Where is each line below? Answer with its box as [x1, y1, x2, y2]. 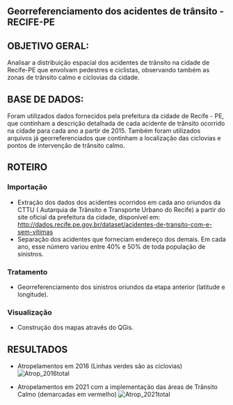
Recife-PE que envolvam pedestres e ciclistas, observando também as [7, 66, 210, 74]
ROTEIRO [7, 161, 47, 173]
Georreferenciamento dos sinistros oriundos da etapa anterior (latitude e [17, 283, 225, 291]
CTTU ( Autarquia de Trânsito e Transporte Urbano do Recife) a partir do [17, 205, 226, 214]
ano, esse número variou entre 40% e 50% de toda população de [17, 242, 206, 251]
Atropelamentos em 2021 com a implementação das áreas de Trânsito [17, 383, 218, 391]
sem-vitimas [17, 227, 54, 235]
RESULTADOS [7, 343, 68, 355]
